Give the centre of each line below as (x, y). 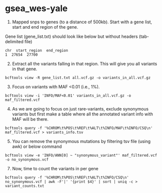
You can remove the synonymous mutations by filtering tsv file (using (81, 141)
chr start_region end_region (37, 50)
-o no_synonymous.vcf (27, 160)
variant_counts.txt (25, 186)
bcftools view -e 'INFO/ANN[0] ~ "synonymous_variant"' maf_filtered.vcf (81, 155)
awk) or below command (37, 146)
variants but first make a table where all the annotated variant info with (82, 114)
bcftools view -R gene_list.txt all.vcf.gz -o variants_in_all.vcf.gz (78, 78)
